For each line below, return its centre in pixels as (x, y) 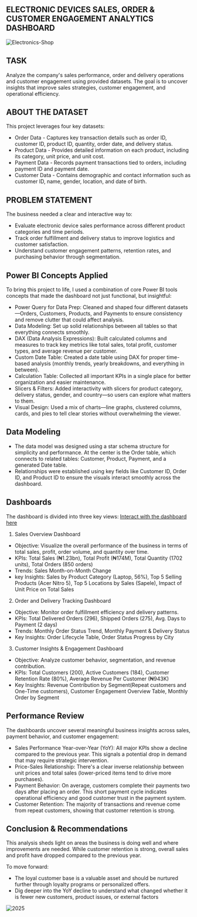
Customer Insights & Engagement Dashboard (69, 648)
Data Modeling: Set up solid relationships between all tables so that (96, 326)
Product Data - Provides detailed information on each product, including (101, 150)
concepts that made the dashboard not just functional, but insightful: (89, 296)
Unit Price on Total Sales (44, 589)
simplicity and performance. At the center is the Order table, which (95, 452)
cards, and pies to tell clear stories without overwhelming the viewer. (98, 414)
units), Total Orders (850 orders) (54, 564)
